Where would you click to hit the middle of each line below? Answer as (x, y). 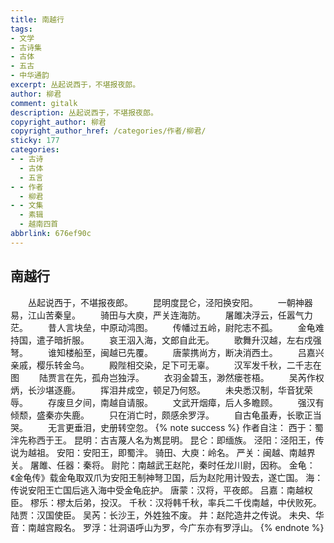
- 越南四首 (39, 224)
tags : (21, 29)
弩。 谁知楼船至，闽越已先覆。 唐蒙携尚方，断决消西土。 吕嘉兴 (167, 352)
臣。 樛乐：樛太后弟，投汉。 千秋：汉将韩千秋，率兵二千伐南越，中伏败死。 (166, 502)
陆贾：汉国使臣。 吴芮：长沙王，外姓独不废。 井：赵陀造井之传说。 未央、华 (167, 515)
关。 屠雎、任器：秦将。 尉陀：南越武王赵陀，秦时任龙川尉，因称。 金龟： (163, 465)
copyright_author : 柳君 (58, 122)
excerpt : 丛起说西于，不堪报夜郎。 (75, 85)
